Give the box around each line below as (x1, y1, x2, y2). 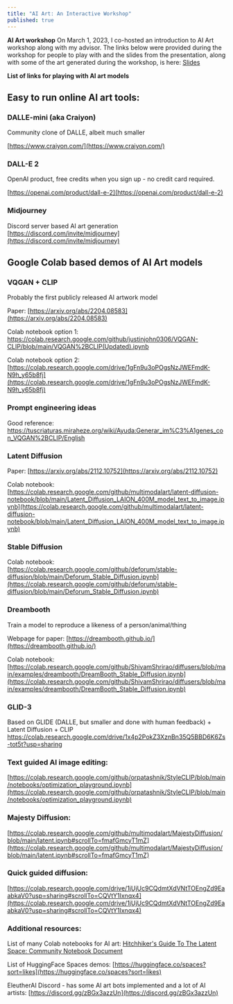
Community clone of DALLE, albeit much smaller (7, 128, 146, 136)
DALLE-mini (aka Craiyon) (7, 112, 96, 122)
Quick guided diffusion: (7, 868, 89, 878)
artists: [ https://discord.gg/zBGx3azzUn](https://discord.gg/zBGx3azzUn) (7, 989, 218, 997)
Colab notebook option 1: (7, 328, 78, 336)
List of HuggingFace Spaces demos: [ (7, 960, 115, 968)
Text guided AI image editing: (7, 757, 109, 767)
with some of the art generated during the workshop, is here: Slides (7, 58, 200, 66)
